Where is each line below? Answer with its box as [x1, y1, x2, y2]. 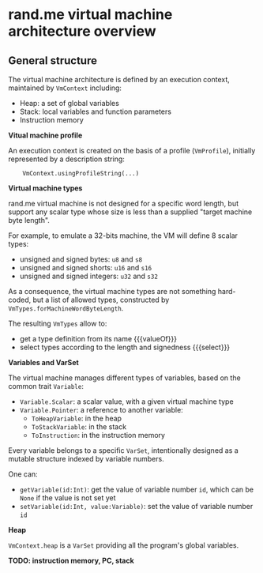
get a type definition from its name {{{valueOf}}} [19, 334, 178, 343]
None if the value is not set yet [19, 493, 116, 503]
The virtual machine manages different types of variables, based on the [8, 373, 241, 383]
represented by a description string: [8, 154, 125, 164]
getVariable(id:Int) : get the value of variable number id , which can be [19, 484, 254, 494]
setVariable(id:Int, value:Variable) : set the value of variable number [19, 502, 254, 511]
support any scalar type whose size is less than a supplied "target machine [8, 207, 253, 217]
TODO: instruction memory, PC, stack [8, 556, 134, 565]
